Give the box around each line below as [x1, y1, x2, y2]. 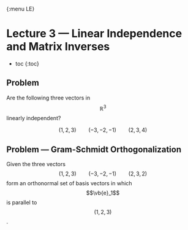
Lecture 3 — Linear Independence [6, 27, 182, 40]
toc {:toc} [15, 59, 40, 67]
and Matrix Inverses [6, 40, 110, 54]
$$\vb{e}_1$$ [86, 190, 120, 197]
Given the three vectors [6, 161, 66, 168]
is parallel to [6, 199, 37, 206]
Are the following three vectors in [6, 94, 91, 101]
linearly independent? [6, 115, 61, 122]
